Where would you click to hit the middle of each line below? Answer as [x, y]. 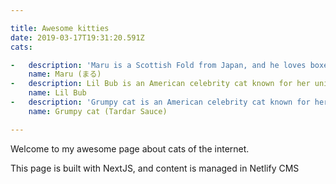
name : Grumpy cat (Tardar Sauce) [98, 111]
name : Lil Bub [57, 93]
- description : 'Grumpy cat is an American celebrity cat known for [160, 102]
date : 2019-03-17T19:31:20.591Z [77, 37]
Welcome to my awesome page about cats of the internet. [130, 148]
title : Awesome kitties [60, 28]
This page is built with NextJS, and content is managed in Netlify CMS [155, 168]
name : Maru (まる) [65, 74]
